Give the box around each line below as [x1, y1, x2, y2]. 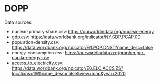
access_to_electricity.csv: [11, 60, 64, 66]
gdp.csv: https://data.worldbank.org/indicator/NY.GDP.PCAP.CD [11, 34, 141, 40]
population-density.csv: [11, 39, 60, 45]
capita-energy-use [11, 54, 50, 60]
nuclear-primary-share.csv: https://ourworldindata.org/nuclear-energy [11, 28, 154, 34]
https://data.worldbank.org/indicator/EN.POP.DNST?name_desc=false [11, 44, 153, 50]
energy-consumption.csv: [11, 50, 64, 55]
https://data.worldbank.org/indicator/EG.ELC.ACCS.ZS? [11, 65, 123, 71]
